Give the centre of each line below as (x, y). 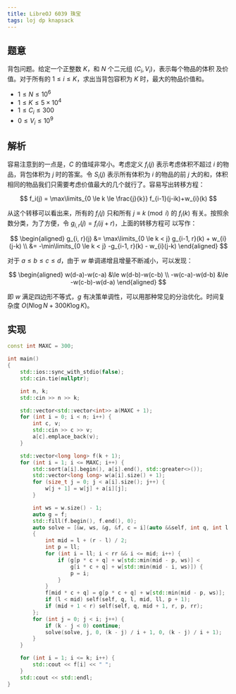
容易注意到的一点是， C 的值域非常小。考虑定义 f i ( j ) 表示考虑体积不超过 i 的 (115, 165)
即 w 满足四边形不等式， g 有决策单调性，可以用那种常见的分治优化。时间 (113, 296)
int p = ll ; (62, 547)
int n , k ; (35, 391)
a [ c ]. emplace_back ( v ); (66, 437)
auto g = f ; (50, 515)
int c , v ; (47, 424)
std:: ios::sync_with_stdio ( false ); (72, 372)
